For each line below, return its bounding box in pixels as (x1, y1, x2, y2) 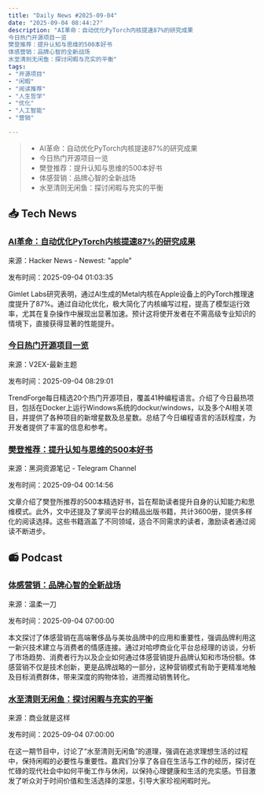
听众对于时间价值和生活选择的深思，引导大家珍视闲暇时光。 (21, 776, 214, 786)
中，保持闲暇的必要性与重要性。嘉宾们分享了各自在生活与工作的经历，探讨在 (8, 757, 256, 766)
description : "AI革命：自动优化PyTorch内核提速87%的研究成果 (8, 26, 194, 34)
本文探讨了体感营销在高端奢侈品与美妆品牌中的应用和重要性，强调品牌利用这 (8, 632, 256, 642)
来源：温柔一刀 (8, 599, 57, 609)
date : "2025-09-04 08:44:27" (8, 19, 104, 27)
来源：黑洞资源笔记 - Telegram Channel (8, 464, 137, 473)
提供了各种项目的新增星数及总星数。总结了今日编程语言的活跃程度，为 (28, 413, 256, 422)
